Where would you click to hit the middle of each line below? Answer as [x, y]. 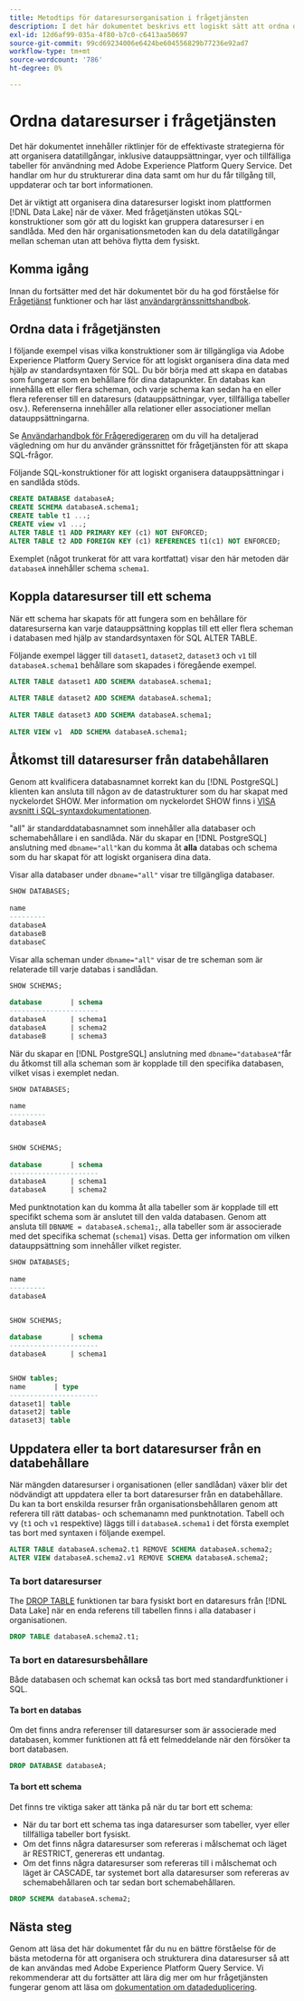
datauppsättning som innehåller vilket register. [95, 1246]
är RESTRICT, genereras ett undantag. [94, 1853]
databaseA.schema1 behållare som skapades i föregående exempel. [133, 665]
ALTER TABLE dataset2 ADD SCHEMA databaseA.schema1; [111, 699]
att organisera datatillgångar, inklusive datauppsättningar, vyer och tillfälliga [150, 156]
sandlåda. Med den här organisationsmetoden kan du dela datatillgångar [144, 231]
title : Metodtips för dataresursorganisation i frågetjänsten [129, 18]
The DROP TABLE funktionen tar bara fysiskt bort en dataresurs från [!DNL [148, 1601]
